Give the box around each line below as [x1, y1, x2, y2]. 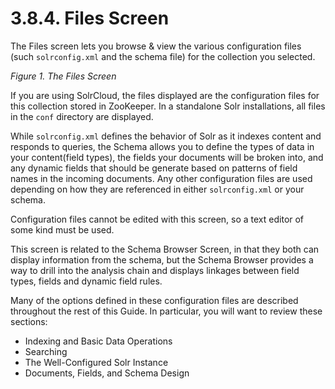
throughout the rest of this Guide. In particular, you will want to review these [10, 305, 323, 317]
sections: [10, 315, 48, 327]
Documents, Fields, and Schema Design [24, 367, 190, 379]
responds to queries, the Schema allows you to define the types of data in [10, 140, 315, 152]
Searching [24, 345, 68, 357]
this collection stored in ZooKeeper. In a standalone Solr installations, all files [10, 100, 326, 112]
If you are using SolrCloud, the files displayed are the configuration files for [10, 89, 320, 101]
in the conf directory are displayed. [10, 110, 154, 122]
